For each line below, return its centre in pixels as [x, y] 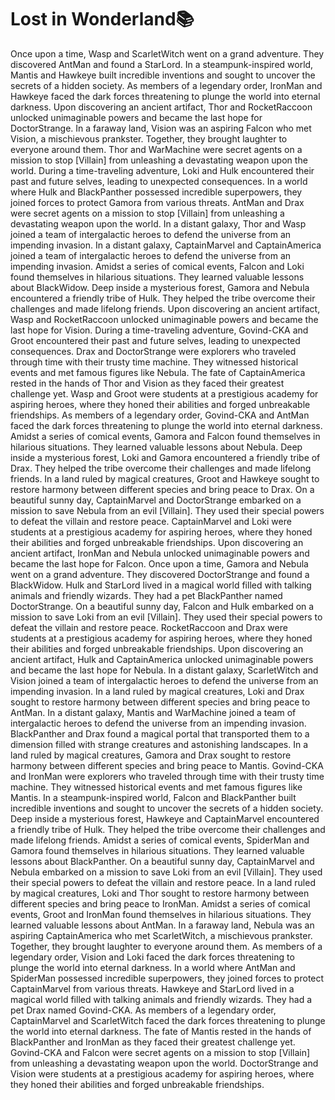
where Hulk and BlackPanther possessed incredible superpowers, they [156, 192]
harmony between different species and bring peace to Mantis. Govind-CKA [167, 765]
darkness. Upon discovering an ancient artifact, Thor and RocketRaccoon [161, 107]
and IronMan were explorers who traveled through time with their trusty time [167, 776]
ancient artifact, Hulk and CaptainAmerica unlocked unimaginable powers [162, 659]
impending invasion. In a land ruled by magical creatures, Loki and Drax [157, 691]
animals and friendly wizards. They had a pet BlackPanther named [146, 595]
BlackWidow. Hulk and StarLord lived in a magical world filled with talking [161, 585]
